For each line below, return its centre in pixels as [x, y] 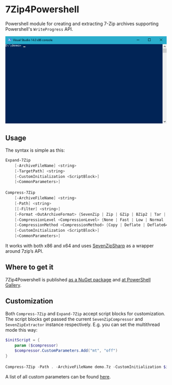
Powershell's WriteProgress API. [39, 29]
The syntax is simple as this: [35, 150]
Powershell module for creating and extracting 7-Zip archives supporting [82, 24]
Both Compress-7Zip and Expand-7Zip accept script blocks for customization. [85, 313]
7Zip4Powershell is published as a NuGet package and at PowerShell [78, 279]
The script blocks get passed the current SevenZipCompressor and [74, 319]
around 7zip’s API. [24, 251]
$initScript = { [23, 340]
